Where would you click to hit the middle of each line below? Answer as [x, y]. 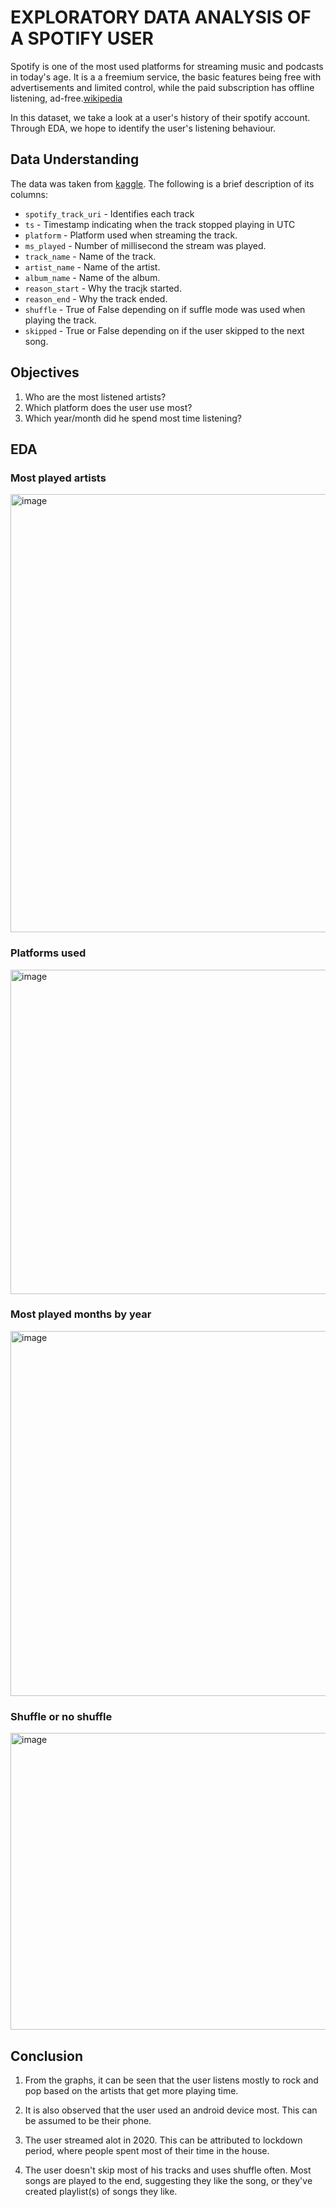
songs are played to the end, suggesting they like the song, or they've [168, 2180]
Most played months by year [81, 1314]
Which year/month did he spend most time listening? [133, 418]
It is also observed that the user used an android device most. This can [171, 2110]
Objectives [45, 372]
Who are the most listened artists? [95, 397]
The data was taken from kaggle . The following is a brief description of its [162, 183]
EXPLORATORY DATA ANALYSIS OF [161, 17]
